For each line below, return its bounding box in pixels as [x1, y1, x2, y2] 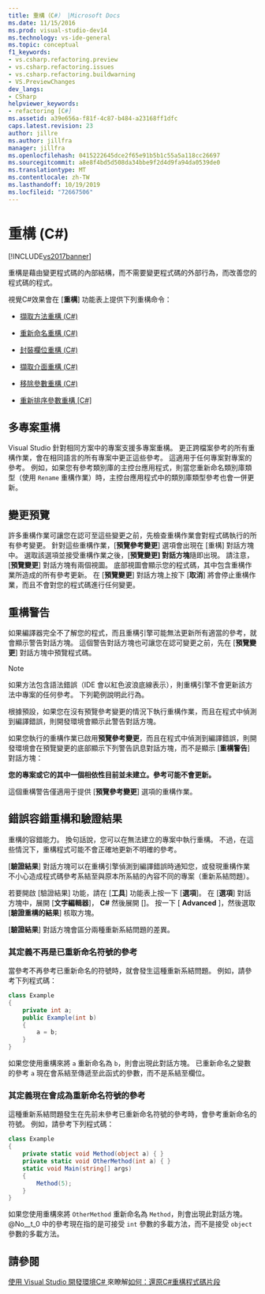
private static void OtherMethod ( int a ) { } [22, 1157, 171, 1166]
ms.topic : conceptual [8, 41, 80, 49]
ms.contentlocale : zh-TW [8, 173, 90, 182]
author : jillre [8, 129, 58, 137]
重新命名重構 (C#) [19, 328, 79, 337]
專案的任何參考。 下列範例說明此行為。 [21, 690, 148, 699]
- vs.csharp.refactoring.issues [8, 63, 114, 71]
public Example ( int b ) [22, 1014, 97, 1022]
